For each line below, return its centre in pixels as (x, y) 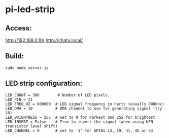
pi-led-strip (30, 9)
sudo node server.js (27, 68)
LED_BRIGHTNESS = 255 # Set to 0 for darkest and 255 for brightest (80, 117)
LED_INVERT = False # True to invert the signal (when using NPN (79, 122)
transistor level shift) (31, 126)
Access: (19, 28)
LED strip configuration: (44, 83)
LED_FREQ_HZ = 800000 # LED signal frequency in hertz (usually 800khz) (85, 104)
